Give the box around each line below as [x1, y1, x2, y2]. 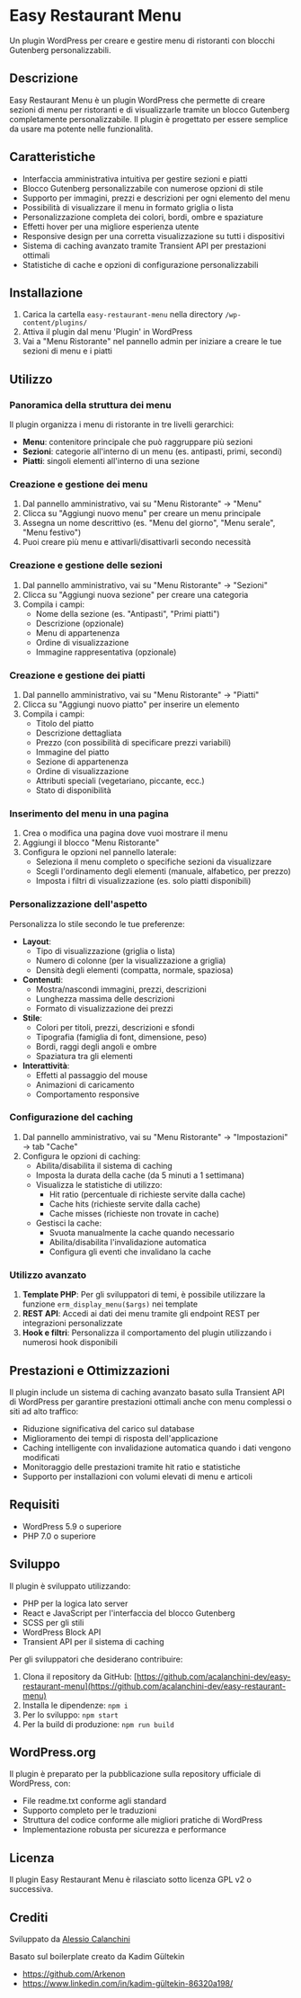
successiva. [9, 1884, 54, 1895]
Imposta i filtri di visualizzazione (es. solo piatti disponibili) [35, 876, 252, 887]
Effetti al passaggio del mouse [35, 1069, 148, 1080]
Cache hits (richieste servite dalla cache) [49, 1198, 201, 1209]
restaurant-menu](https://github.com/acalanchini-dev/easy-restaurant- [22, 1681, 287, 1691]
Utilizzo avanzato [9, 1269, 87, 1281]
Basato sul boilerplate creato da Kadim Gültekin [9, 1951, 185, 1962]
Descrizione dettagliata [35, 727, 122, 738]
